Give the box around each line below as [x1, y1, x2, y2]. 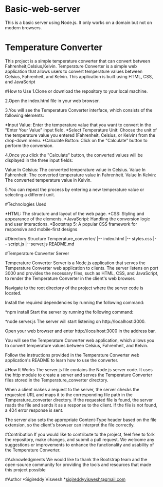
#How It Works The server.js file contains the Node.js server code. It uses [5, 366, 153, 372]
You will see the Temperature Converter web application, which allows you [5, 337, 155, 343]
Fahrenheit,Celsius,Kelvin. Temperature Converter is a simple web [5, 63, 137, 69]
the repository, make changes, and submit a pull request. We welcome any [5, 436, 155, 443]
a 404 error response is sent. [5, 407, 64, 413]
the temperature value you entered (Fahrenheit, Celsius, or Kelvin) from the [5, 132, 156, 138]
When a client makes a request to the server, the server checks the [5, 386, 140, 392]
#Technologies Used [5, 201, 47, 207]
